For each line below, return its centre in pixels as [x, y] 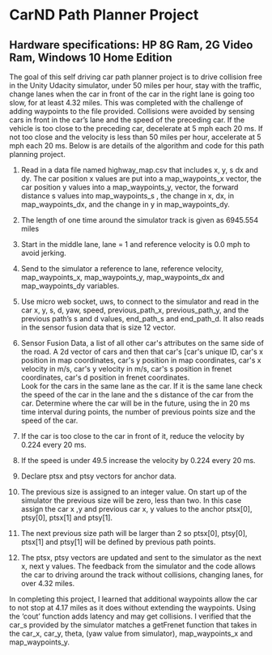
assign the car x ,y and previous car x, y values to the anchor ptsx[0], [136, 509]
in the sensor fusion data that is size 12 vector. [98, 327]
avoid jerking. [44, 253]
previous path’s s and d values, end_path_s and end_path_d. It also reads [142, 319]
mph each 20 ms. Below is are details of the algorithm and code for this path [137, 146]
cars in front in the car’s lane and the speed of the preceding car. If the [127, 120]
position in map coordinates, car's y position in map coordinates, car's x [141, 360]
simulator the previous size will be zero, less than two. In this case [131, 500]
